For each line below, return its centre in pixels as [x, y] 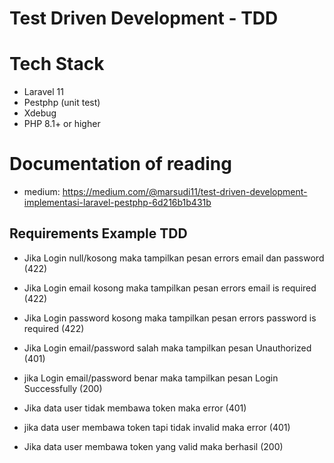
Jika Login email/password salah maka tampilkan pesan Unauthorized [167, 348]
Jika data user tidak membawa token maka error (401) [135, 408]
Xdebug [40, 113]
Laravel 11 [43, 92]
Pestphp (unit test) [62, 103]
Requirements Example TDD [98, 233]
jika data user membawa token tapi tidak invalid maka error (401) [157, 427]
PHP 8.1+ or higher [62, 124]
